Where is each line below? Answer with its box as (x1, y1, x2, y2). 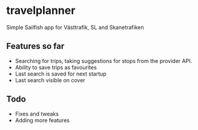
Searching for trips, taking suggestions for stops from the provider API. (15, 57, 193, 64)
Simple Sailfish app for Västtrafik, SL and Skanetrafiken (6, 24, 144, 31)
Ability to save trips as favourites (15, 63, 97, 71)
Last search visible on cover (15, 76, 86, 83)
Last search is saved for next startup (15, 70, 107, 77)
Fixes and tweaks (15, 110, 59, 117)
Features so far (6, 41, 65, 51)
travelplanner (6, 4, 76, 18)
